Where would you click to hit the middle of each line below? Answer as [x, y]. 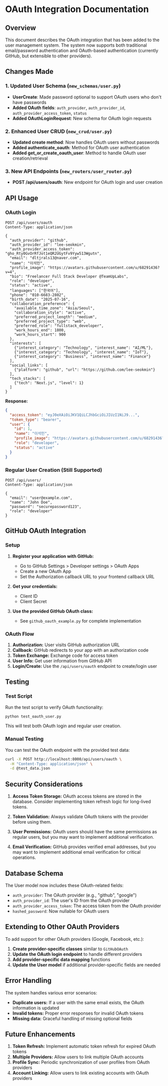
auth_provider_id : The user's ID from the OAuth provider [71, 900]
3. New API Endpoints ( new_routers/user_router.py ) [68, 171]
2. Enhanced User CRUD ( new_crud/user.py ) [58, 131]
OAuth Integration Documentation [77, 9]
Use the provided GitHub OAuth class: [53, 611]
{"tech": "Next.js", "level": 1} [49, 383]
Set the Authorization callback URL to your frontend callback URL [87, 576]
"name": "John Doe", [31, 502]
